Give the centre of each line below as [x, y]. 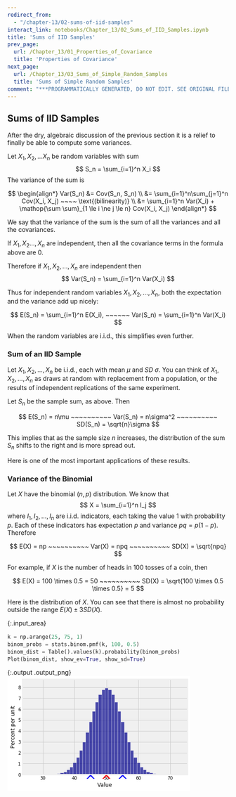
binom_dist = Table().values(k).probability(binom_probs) [94, 652]
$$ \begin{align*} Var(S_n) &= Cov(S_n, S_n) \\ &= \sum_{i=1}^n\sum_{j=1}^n [118, 193]
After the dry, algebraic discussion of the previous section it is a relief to [111, 135]
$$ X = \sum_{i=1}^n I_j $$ [118, 505]
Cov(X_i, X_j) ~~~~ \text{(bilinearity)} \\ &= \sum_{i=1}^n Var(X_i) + [118, 201]
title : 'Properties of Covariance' [66, 60]
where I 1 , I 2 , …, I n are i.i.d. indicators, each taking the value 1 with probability [117, 517]
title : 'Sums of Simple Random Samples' [73, 82]
